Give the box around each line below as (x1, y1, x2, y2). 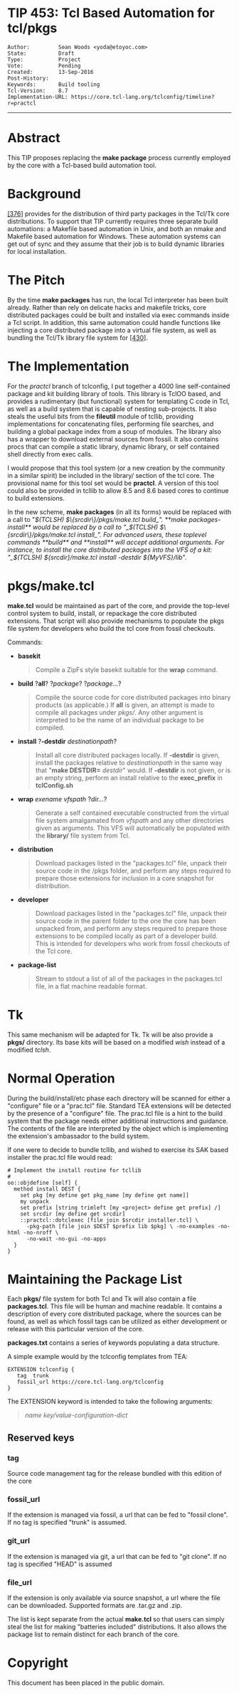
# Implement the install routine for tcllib (7, 1166, 142, 1174)
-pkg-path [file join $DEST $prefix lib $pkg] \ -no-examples (26, 1222, 215, 1230)
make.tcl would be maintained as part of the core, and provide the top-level (7, 601, 230, 609)
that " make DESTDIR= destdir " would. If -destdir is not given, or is (35, 766, 231, 774)
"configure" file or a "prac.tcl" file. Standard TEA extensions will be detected (7, 1101, 231, 1110)
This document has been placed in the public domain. (7, 1678, 165, 1687)
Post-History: (7, 75, 50, 82)
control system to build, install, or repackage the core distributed (7, 609, 197, 617)
